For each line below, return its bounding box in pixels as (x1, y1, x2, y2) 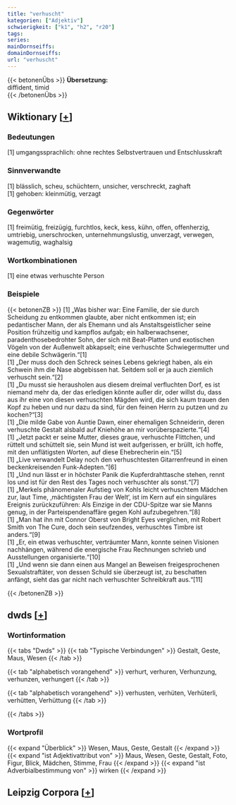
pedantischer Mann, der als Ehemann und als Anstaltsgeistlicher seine (7, 320, 211, 329)
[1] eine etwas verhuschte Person (7, 272, 104, 280)
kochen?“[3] (7, 410, 44, 418)
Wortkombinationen (7, 255, 77, 265)
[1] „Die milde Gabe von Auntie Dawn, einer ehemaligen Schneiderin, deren (7, 418, 225, 426)
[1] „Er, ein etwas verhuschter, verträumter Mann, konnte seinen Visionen (7, 538, 220, 546)
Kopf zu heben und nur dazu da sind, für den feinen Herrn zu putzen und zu (7, 403, 228, 411)
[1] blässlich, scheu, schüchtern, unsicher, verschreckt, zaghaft (7, 181, 191, 190)
